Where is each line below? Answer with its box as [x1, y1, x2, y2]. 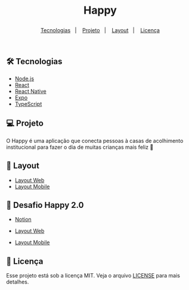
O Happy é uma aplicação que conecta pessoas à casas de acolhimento [6, 137, 184, 144]
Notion [14, 216, 32, 223]
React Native [14, 88, 47, 95]
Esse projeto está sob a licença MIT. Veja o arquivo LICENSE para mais [6, 272, 181, 279]
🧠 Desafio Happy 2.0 [6, 200, 84, 210]
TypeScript [14, 101, 42, 107]
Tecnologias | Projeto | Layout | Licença [41, 27, 160, 34]
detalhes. [6, 278, 29, 286]
